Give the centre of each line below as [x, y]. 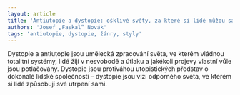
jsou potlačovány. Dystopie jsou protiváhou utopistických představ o [108, 69]
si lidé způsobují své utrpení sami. [57, 84]
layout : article [31, 14]
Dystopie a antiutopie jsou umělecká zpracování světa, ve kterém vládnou [116, 54]
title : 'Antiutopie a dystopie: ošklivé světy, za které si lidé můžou [116, 21]
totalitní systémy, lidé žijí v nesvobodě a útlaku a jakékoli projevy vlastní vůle [120, 62]
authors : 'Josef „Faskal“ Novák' [57, 27]
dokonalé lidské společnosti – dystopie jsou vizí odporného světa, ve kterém [120, 77]
